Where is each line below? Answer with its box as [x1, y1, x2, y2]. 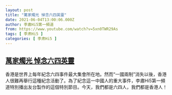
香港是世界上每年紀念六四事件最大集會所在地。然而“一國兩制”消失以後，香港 [5, 71, 167, 77]
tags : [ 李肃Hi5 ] [5, 31, 43, 36]
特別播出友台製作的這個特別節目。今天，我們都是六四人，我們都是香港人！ [9, 84, 167, 90]
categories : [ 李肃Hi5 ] [5, 36, 57, 42]
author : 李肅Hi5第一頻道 [5, 22, 54, 27]
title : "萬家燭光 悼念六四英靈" [5, 12, 67, 17]
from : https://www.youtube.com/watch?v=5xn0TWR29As [5, 27, 118, 32]
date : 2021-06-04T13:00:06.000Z [5, 17, 74, 22]
